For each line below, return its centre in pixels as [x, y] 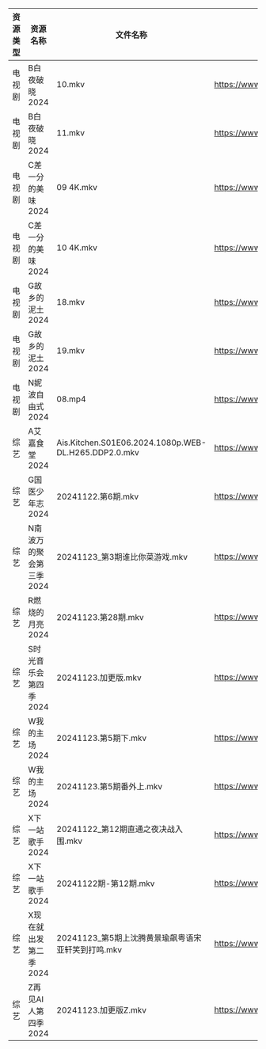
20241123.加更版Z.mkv [101, 1010]
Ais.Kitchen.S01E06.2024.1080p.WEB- [132, 443]
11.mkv [71, 133]
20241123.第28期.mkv [100, 617]
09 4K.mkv [77, 187]
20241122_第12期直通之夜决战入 [120, 829]
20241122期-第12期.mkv [106, 884]
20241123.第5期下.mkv [102, 738]
